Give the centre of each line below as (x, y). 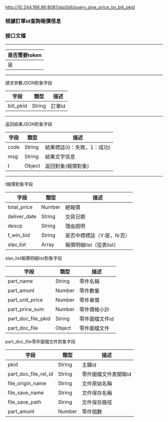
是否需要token (24, 55)
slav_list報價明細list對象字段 (34, 258)
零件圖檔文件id (96, 319)
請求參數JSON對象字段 (29, 83)
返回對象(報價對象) (67, 166)
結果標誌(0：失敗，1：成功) (78, 147)
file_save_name (26, 393)
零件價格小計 (94, 309)
